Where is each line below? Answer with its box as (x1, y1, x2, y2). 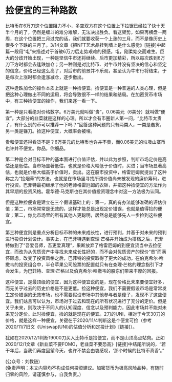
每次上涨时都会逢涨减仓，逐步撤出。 (9, 74, 86, 80)
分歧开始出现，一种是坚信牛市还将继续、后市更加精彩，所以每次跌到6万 (14, 54, 165, 61)
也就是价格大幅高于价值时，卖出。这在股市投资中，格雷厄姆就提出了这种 (14, 169, 167, 175)
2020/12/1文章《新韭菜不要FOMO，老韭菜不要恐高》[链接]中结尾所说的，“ (5, 341, 162, 347)
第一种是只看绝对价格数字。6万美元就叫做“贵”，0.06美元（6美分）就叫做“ (5, 108, 161, 114)
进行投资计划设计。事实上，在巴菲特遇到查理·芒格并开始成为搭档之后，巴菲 (5, 236, 164, 242)
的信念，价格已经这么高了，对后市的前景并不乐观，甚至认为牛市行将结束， (5, 67, 162, 73)
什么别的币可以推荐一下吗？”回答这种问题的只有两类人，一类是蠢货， (18, 121, 165, 127)
